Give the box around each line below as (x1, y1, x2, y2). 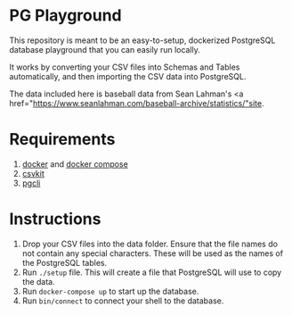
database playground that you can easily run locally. (9, 44, 200, 54)
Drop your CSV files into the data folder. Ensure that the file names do (21, 238, 279, 249)
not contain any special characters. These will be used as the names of (21, 247, 283, 259)
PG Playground (9, 5, 122, 26)
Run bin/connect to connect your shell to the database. (21, 295, 224, 306)
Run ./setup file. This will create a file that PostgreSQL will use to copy (21, 267, 282, 278)
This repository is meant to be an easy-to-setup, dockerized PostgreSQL (9, 35, 276, 46)
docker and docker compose (21, 158, 129, 170)
